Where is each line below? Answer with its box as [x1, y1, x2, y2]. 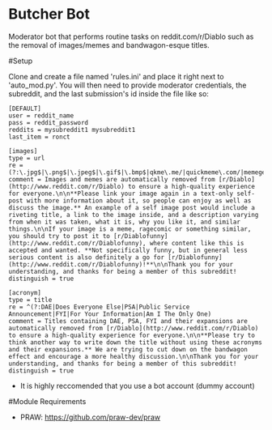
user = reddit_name [8, 111, 74, 120]
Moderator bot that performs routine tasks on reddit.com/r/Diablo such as [8, 32, 254, 41]
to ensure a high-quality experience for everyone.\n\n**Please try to [8, 331, 255, 339]
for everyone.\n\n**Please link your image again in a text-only [8, 189, 233, 198]
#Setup [8, 56, 33, 66]
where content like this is [149, 239, 244, 247]
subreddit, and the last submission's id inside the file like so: [8, 88, 209, 98]
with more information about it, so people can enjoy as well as [26, 196, 252, 205]
